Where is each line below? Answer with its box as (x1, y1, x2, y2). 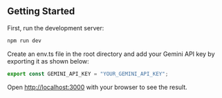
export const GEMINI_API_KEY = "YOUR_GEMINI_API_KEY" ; (7, 70, 169, 77)
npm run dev (7, 37, 41, 44)
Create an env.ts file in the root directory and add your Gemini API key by (7, 50, 216, 58)
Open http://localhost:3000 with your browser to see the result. (7, 83, 188, 91)
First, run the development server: (7, 23, 104, 32)
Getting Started (7, 6, 75, 17)
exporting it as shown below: (7, 57, 90, 65)
